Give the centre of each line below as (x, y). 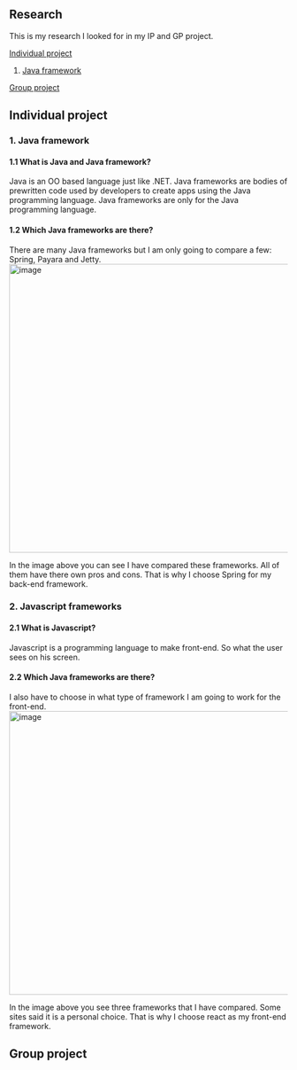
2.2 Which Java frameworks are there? (82, 677)
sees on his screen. (45, 657)
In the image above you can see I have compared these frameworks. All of (145, 565)
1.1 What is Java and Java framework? (80, 161)
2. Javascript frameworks (65, 606)
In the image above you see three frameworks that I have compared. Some (145, 1007)
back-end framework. (49, 583)
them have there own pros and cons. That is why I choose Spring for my (141, 574)
